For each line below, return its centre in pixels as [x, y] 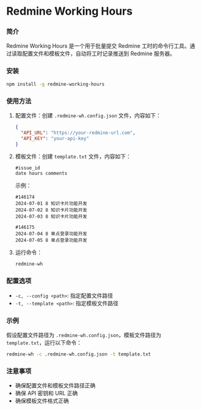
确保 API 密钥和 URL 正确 [46, 393]
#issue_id [28, 168]
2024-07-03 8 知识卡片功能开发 [51, 217]
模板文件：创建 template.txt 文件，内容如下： [73, 157]
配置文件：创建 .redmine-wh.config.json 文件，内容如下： [88, 115]
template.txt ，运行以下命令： [44, 342]
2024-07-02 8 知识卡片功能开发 [51, 210]
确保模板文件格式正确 [42, 401]
